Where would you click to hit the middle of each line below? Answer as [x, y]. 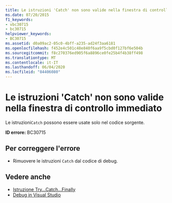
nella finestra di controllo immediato [84, 108]
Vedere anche [28, 177]
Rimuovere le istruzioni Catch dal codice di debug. [65, 161]
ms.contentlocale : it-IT [32, 63]
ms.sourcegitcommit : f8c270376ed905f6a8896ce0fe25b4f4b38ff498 [74, 53]
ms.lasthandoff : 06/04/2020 [35, 67]
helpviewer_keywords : [28, 34]
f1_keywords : [19, 19]
